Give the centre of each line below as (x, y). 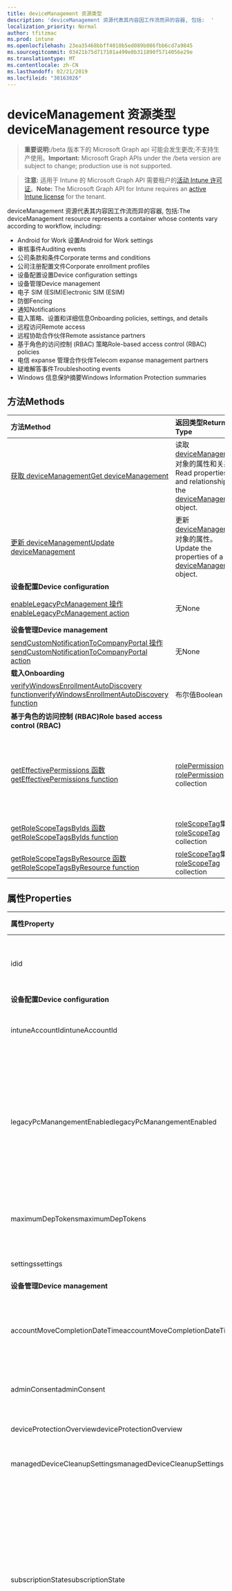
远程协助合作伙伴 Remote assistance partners (81, 336)
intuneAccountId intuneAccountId (64, 1030)
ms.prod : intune (30, 39)
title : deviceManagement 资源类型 (55, 14)
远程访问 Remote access (51, 327)
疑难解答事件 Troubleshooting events (69, 369)
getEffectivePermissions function (65, 780)
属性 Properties (39, 898)
